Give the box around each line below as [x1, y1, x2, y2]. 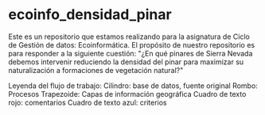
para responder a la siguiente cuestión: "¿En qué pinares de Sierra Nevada [8, 48, 253, 58]
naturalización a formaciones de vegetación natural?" [8, 65, 184, 75]
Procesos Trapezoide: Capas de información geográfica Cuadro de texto [8, 89, 247, 98]
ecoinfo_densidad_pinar [8, 6, 173, 24]
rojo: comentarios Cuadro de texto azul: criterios [8, 98, 167, 107]
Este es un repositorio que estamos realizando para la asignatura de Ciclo [8, 32, 251, 41]
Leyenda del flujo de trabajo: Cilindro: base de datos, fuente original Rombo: [8, 81, 259, 90]
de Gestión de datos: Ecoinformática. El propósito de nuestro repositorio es [8, 40, 255, 49]
